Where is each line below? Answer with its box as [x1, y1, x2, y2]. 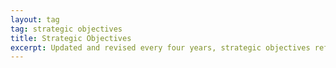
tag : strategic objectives [10, 24, 123, 34]
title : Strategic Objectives [10, 33, 132, 43]
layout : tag [10, 14, 60, 25]
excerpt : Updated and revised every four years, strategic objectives [10, 42, 311, 53]
